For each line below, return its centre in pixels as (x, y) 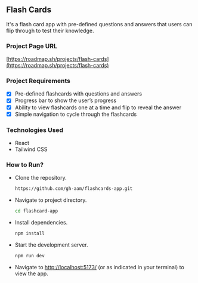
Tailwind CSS (31, 149)
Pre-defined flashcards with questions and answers (78, 94)
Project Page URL (32, 46)
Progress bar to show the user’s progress (66, 100)
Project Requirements (38, 81)
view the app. (32, 273)
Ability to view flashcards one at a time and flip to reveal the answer (98, 107)
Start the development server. (51, 245)
